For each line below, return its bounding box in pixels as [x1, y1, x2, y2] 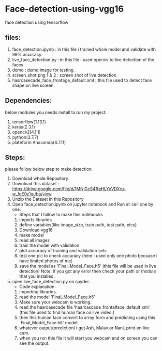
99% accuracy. [12, 51, 43, 57]
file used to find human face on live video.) [29, 309, 115, 316]
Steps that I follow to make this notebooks [19, 212, 103, 218]
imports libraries [19, 217, 52, 223]
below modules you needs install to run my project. [5, 109, 107, 115]
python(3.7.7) [12, 134, 39, 140]
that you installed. [19, 273, 55, 279]
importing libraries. [19, 289, 57, 295]
